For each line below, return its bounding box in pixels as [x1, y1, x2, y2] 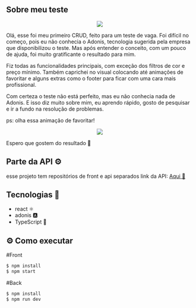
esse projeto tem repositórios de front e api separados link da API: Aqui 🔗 [6, 172, 186, 180]
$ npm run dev [6, 296, 42, 302]
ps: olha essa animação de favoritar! [6, 117, 95, 124]
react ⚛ [14, 205, 34, 213]
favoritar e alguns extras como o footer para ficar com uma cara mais [6, 74, 176, 82]
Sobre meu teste [6, 5, 68, 15]
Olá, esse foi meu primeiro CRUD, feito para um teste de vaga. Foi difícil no [6, 32, 189, 39]
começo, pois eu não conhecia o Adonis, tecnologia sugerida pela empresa [6, 38, 191, 45]
